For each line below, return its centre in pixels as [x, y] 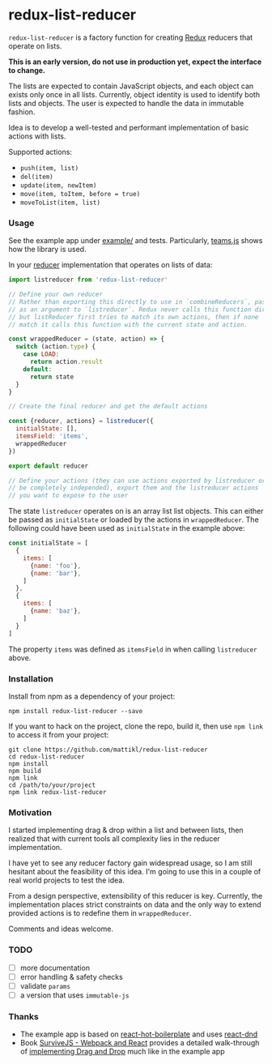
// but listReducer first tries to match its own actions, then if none [134, 317]
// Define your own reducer [56, 295]
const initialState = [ [49, 543]
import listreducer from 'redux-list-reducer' [88, 280]
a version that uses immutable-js [74, 995]
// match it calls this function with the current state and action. [128, 325]
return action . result [66, 362]
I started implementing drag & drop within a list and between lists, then [126, 830]
